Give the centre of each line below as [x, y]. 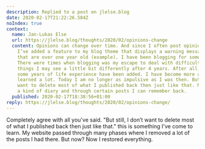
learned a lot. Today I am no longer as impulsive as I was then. [103, 80]
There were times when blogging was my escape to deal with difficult [109, 63]
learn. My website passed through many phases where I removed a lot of [98, 133]
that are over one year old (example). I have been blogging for [102, 57]
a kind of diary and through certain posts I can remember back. [102, 91]
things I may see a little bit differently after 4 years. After [102, 68]
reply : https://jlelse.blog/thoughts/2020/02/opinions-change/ [88, 102]
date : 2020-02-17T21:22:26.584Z [47, 18]
